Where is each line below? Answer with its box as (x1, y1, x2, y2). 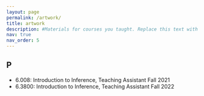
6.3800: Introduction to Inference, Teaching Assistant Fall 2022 (15, 83, 175, 90)
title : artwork (6, 20, 45, 26)
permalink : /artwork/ (6, 15, 62, 21)
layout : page (6, 9, 40, 15)
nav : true (6, 32, 32, 38)
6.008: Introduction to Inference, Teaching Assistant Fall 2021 (15, 76, 170, 83)
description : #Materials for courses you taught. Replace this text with (6, 26, 199, 32)
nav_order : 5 (6, 37, 40, 43)
